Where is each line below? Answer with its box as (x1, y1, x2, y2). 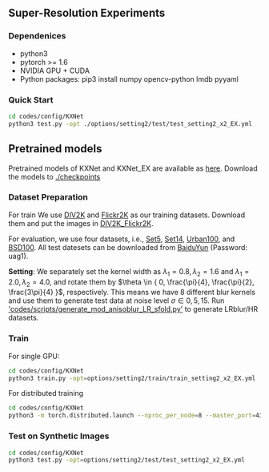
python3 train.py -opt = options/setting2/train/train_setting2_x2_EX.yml (8, 374, 256, 382)
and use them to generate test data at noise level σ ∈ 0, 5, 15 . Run (8, 296, 225, 305)
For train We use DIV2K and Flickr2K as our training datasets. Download (8, 210, 246, 220)
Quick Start (8, 94, 54, 105)
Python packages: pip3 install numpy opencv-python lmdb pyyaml (19, 74, 239, 83)
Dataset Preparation (8, 192, 88, 203)
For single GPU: (8, 351, 60, 361)
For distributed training (8, 389, 84, 398)
